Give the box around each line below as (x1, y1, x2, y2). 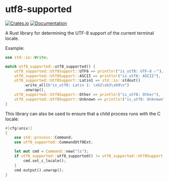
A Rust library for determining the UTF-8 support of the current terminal (5, 30, 154, 36)
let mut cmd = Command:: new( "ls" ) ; (14, 149, 89, 154)
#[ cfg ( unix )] (5, 126, 33, 131)
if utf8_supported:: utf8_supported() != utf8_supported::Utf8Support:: (14, 154, 167, 159)
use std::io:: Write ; (5, 54, 49, 60)
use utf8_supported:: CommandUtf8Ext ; (14, 140, 94, 145)
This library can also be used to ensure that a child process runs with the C (5, 110, 161, 116)
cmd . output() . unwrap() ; (14, 167, 64, 172)
